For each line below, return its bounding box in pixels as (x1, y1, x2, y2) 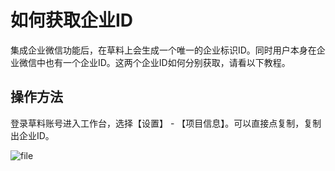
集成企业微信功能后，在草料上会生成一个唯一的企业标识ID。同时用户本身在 (10, 44, 317, 56)
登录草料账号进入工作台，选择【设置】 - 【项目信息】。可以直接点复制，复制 (10, 117, 322, 129)
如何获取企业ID (10, 9, 134, 32)
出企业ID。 (10, 129, 55, 141)
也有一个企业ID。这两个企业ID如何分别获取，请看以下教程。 (44, 56, 291, 68)
